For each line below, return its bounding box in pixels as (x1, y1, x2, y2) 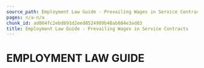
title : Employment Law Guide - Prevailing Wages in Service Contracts (6, 25, 189, 32)
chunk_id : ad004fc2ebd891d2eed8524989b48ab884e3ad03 (6, 20, 143, 26)
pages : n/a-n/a (6, 14, 45, 20)
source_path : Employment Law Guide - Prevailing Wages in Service (6, 8, 178, 15)
